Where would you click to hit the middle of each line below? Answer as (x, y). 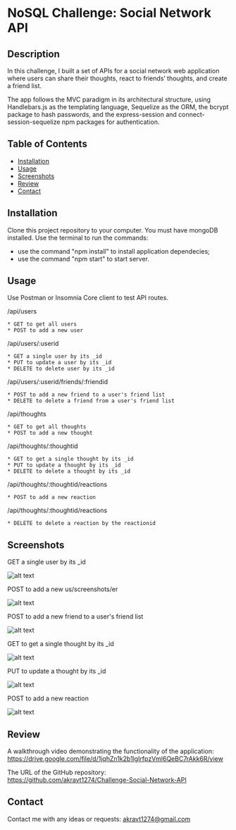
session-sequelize (34, 122)
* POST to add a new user (45, 330)
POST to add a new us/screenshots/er (63, 589)
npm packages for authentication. (111, 122)
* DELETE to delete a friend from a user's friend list (91, 401)
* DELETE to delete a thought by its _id (69, 471)
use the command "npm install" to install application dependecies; (113, 251)
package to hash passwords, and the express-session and (92, 114)
